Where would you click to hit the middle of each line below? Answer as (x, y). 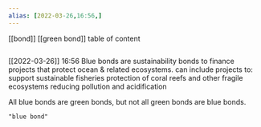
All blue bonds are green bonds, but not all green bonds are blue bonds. (127, 101)
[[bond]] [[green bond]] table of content (74, 38)
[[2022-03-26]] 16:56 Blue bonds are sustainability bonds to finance (121, 61)
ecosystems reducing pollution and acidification (88, 86)
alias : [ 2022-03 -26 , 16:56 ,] (55, 16)
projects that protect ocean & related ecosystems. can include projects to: (130, 69)
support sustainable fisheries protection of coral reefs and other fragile (126, 77)
